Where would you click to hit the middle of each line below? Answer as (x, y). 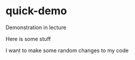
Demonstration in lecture (36, 27)
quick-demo (36, 11)
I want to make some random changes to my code (67, 50)
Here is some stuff (28, 39)
